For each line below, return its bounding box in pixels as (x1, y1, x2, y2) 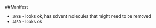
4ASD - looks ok (12, 19, 43, 24)
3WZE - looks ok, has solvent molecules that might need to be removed (12, 14, 151, 19)
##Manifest (5, 4, 28, 10)
